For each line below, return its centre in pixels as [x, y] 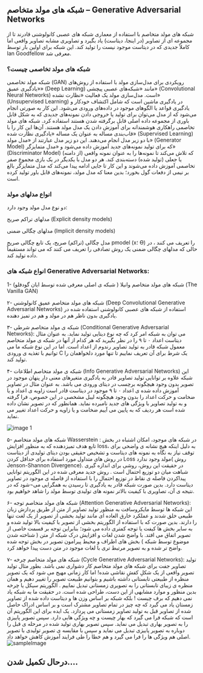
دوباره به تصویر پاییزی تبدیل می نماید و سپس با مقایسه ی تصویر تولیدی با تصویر [96, 630]
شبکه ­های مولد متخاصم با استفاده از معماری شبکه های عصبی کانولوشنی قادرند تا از [100, 34]
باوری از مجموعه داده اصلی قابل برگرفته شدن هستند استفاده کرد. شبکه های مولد [98, 121]
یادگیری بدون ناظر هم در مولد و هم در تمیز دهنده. [62, 315]
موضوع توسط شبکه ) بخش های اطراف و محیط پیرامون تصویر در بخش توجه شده [98, 541]
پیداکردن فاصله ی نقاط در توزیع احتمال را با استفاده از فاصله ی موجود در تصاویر [96, 478]
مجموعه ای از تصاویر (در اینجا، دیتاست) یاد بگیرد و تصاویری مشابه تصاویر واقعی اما [100, 40]
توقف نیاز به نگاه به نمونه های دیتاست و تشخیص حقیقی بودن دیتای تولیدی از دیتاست [101, 452]
